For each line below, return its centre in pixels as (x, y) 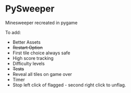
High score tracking (33, 58)
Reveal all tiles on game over (42, 74)
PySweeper (30, 9)
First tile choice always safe (41, 53)
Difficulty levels (28, 63)
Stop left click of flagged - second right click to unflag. (69, 85)
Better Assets (26, 42)
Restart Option (27, 47)
